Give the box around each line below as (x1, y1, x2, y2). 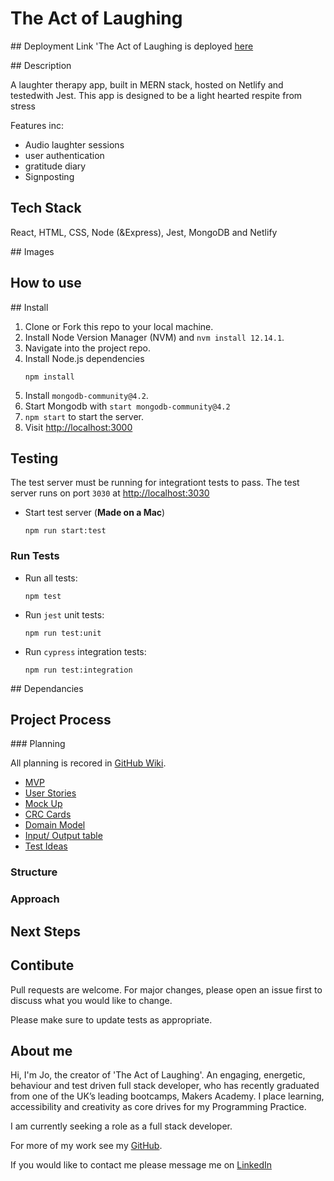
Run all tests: (24, 572, 78, 584)
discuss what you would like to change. (10, 994, 173, 1006)
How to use (10, 275, 82, 292)
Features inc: (10, 119, 64, 131)
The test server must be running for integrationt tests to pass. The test (10, 477, 300, 489)
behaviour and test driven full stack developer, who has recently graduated (10, 1080, 320, 1092)
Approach (10, 892, 60, 906)
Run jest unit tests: (24, 608, 105, 621)
